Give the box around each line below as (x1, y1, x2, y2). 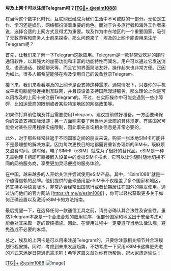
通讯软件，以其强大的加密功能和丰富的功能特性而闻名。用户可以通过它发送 (5, 58, 161, 64)
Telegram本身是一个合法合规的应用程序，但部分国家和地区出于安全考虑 (9, 214, 159, 220)
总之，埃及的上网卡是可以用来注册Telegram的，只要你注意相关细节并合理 (5, 237, 159, 243)
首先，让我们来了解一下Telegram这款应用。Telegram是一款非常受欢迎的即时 (5, 52, 165, 58)
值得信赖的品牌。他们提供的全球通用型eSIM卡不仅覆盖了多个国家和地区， (9, 178, 163, 183)
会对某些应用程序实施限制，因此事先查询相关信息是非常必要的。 (9, 124, 144, 130)
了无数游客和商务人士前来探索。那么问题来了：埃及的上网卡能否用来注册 (5, 35, 157, 41)
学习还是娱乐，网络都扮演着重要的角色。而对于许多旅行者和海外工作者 (14, 22, 161, 28)
